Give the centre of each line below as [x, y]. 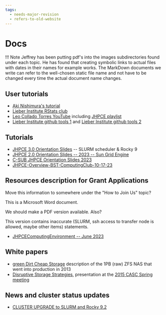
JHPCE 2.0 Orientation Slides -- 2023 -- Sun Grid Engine [71, 154]
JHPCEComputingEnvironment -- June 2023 [58, 236]
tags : [11, 10]
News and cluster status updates [57, 295]
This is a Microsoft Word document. [42, 202]
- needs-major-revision [34, 14]
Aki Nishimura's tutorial [36, 106]
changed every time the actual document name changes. [64, 78]
